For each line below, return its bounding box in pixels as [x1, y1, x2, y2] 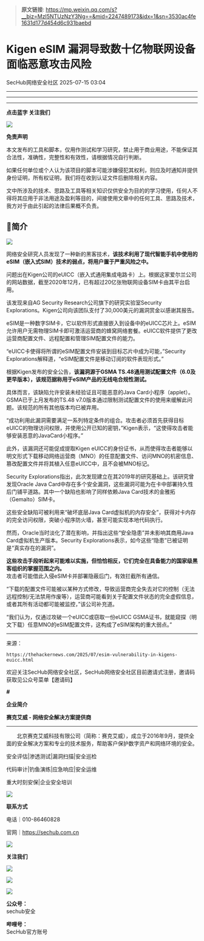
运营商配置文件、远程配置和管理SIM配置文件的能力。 [6, 334, 138, 342]
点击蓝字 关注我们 [6, 109, 50, 116]
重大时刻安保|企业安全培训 [6, 778, 72, 785]
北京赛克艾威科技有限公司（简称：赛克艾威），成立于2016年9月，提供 [16, 732, 189, 739]
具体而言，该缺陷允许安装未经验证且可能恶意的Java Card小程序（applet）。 [6, 388, 194, 395]
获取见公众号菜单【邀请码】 [6, 676, 76, 683]
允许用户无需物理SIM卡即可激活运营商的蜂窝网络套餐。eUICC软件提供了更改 [6, 327, 197, 334]
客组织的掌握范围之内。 [6, 564, 65, 572]
